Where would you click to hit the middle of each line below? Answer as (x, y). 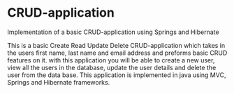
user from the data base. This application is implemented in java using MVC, (117, 75)
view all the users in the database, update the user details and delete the (112, 67)
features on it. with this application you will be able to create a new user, (111, 60)
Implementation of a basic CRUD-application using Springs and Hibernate (113, 32)
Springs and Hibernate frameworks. (59, 82)
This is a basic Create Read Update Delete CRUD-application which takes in (116, 45)
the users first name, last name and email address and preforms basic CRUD (117, 53)
